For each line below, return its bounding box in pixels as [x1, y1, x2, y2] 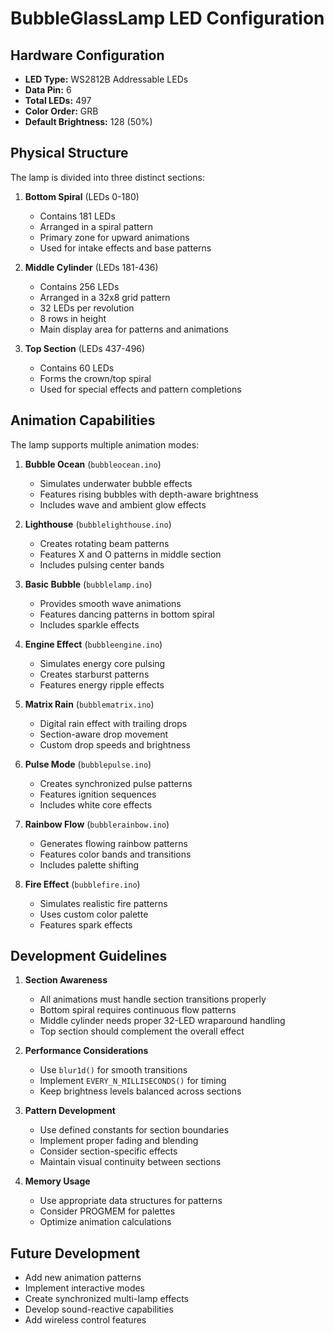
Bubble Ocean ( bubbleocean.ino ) [24, 458, 162, 470]
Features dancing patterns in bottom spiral [39, 608, 215, 620]
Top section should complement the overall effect [39, 1025, 245, 1037]
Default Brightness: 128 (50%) [24, 116, 153, 127]
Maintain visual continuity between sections [39, 1156, 222, 1168]
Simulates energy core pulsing [39, 657, 166, 669]
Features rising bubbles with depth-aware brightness [39, 488, 259, 500]
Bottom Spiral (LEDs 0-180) [24, 190, 140, 202]
